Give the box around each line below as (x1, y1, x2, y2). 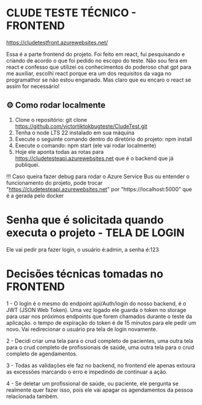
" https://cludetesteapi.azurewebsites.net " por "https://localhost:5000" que (6, 185, 192, 193)
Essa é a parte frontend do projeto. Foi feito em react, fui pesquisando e (6, 50, 185, 57)
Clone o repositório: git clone (14, 116, 87, 123)
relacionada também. (6, 392, 59, 400)
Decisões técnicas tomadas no (6, 267, 164, 281)
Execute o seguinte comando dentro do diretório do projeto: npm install (14, 135, 192, 142)
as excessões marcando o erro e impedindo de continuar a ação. (6, 368, 168, 375)
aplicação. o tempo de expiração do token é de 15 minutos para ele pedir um (6, 319, 197, 326)
